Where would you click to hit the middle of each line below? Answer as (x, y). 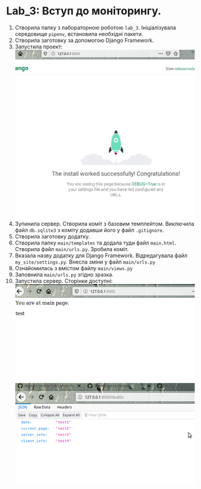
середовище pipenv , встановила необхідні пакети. (79, 33)
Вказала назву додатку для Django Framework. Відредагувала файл (101, 256)
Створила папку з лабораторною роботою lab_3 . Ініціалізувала (95, 27)
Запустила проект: (39, 47)
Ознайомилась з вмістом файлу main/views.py (74, 268)
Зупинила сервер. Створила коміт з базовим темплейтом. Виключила (104, 224)
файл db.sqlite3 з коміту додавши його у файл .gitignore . (89, 230)
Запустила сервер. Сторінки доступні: (64, 281)
